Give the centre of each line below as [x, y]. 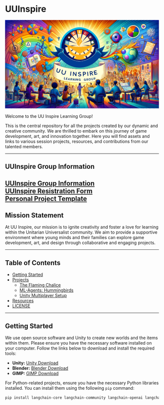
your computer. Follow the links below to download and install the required [80, 348]
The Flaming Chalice [40, 285]
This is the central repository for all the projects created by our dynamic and [82, 126]
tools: [11, 353]
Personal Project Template [46, 199]
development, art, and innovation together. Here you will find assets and [77, 136]
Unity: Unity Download [35, 363]
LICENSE [21, 306]
